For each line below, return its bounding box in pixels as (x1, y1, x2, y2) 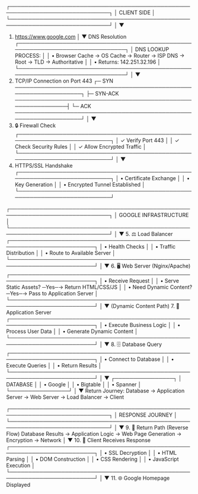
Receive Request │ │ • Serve (108, 277, 180, 284)
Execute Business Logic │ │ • (108, 322, 181, 328)
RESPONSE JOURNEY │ (119, 411, 178, 419)
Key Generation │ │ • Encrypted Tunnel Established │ (14, 181, 146, 188)
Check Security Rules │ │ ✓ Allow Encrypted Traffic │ (14, 143, 146, 150)
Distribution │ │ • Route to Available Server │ (6, 250, 116, 256)
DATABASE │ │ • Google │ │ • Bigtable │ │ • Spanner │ (6, 381, 142, 388)
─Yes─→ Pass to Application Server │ (6, 290, 98, 297)
